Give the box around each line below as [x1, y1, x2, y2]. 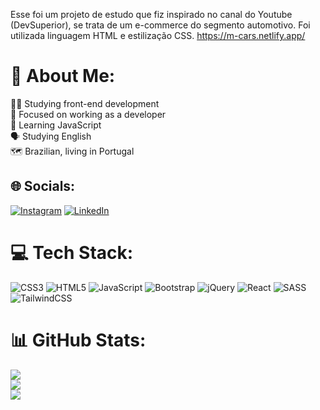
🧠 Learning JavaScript [10, 119, 102, 131]
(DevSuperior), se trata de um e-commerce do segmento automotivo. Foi [10, 19, 311, 31]
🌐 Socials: [10, 178, 76, 195]
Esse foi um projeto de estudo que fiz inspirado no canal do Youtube [10, 9, 293, 20]
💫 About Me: [10, 65, 116, 88]
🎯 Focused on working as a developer [10, 108, 167, 120]
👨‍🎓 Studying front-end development [10, 97, 160, 109]
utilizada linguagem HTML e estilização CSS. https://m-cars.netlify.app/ [10, 30, 306, 41]
